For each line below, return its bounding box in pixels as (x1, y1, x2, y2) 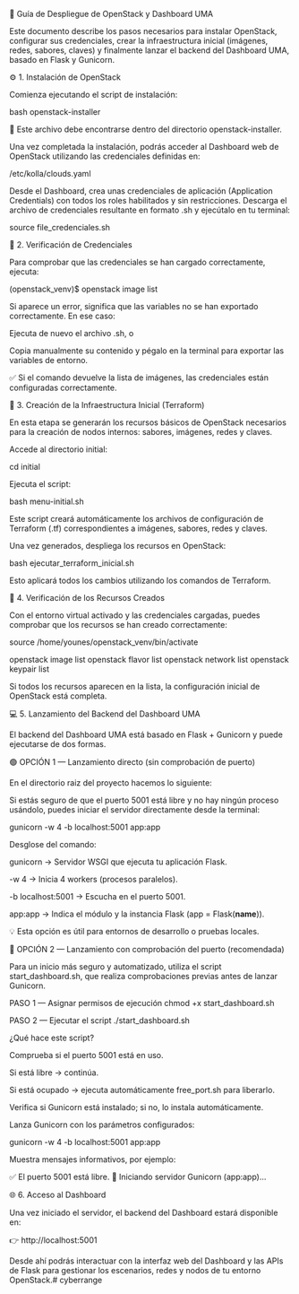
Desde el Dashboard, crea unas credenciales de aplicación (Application (9, 186, 273, 196)
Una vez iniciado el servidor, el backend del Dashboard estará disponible (9, 1207, 278, 1218)
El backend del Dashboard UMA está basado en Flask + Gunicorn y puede (9, 729, 284, 740)
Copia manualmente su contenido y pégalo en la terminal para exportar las (9, 345, 285, 356)
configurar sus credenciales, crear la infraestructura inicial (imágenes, (9, 36, 269, 46)
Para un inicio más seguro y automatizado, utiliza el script (9, 961, 222, 972)
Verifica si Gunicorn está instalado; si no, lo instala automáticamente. (9, 1102, 264, 1112)
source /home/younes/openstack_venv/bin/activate (9, 637, 199, 647)
